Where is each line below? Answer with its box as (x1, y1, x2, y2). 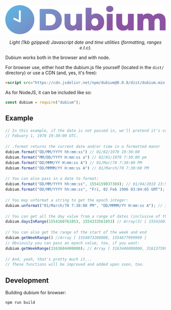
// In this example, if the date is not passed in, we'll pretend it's (5, 128, 160, 133)
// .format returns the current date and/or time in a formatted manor (5, 144, 160, 149)
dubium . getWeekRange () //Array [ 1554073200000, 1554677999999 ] (5, 235, 147, 240)
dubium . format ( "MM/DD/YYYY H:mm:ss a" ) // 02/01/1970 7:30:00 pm (5, 154, 147, 160)
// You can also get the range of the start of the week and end (5, 230, 147, 235)
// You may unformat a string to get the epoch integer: (5, 198, 129, 203)
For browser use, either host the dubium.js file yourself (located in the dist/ (5, 64, 164, 70)
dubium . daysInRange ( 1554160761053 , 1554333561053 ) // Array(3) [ (5, 219, 147, 224)
